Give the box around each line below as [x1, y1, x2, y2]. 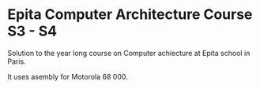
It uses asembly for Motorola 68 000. [7, 72, 128, 81]
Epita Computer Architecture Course [7, 6, 253, 24]
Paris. [7, 57, 27, 66]
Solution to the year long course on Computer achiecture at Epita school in [7, 48, 251, 57]
